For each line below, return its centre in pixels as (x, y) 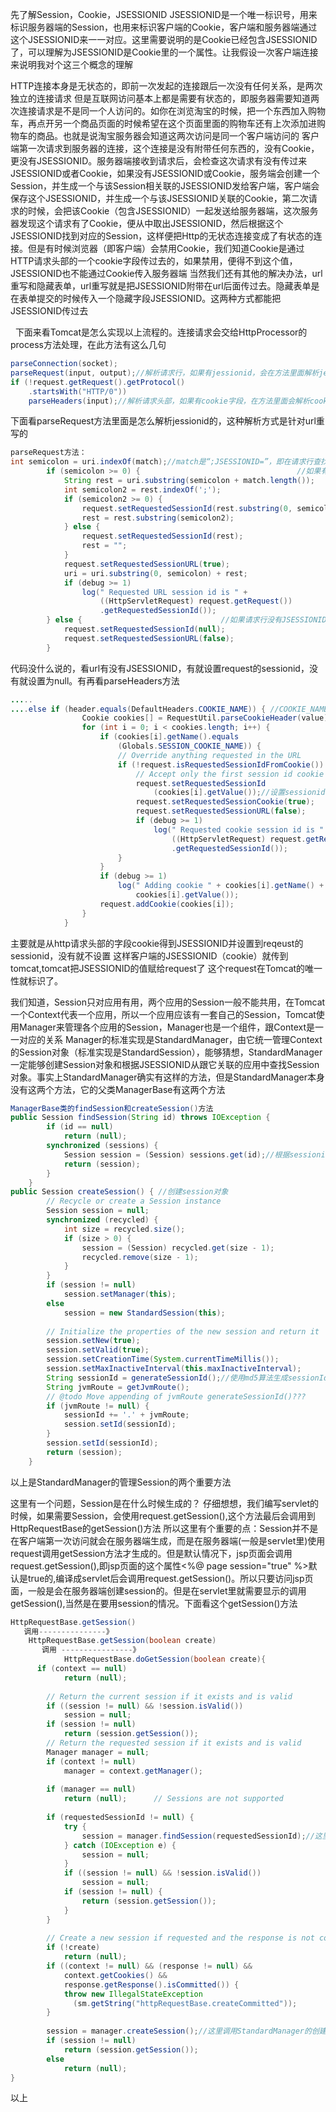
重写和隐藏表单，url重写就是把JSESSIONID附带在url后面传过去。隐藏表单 (161, 286)
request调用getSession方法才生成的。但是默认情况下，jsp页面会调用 (151, 1553)
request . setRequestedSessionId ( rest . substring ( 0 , (187, 508)
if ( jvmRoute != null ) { (98, 1406)
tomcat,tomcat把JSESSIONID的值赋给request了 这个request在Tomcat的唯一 (166, 968)
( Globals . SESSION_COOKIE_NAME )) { (189, 746)
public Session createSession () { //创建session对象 (119, 1192)
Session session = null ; (98, 1211)
